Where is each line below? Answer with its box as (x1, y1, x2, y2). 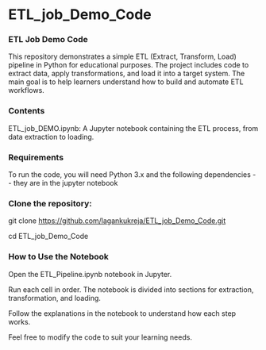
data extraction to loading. (8, 132, 94, 141)
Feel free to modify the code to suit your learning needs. (8, 332, 193, 342)
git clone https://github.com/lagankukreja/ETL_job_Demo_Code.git (8, 216, 226, 225)
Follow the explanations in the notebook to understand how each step (8, 308, 237, 318)
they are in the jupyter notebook (13, 179, 118, 188)
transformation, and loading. (8, 293, 102, 302)
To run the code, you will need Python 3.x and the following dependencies (8, 170, 252, 179)
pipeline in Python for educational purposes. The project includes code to (8, 60, 249, 70)
